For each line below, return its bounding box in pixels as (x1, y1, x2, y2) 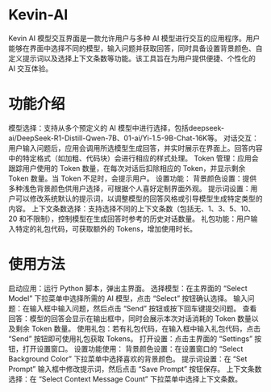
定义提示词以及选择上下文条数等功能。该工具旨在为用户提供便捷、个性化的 (8, 53, 256, 63)
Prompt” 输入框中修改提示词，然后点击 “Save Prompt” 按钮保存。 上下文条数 (8, 364, 262, 373)
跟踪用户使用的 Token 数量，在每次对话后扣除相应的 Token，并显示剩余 (8, 163, 246, 173)
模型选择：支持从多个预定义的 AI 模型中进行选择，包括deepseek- (8, 123, 224, 132)
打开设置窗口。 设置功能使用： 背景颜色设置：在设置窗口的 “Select (22, 344, 244, 353)
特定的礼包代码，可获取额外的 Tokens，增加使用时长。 (15, 223, 198, 233)
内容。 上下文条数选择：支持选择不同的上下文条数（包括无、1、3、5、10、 (8, 203, 256, 213)
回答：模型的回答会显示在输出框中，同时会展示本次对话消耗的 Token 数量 (8, 313, 252, 323)
